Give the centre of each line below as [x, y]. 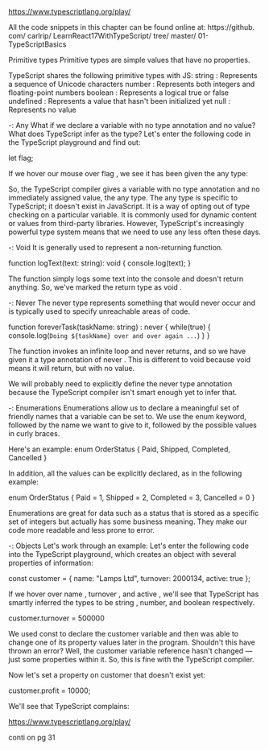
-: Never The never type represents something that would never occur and [132, 303]
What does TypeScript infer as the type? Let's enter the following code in [130, 134]
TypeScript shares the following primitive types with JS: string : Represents [133, 75]
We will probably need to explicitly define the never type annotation [120, 384]
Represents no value [42, 109]
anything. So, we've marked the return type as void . [95, 287]
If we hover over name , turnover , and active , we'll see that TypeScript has [134, 594]
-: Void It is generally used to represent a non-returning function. [116, 247]
